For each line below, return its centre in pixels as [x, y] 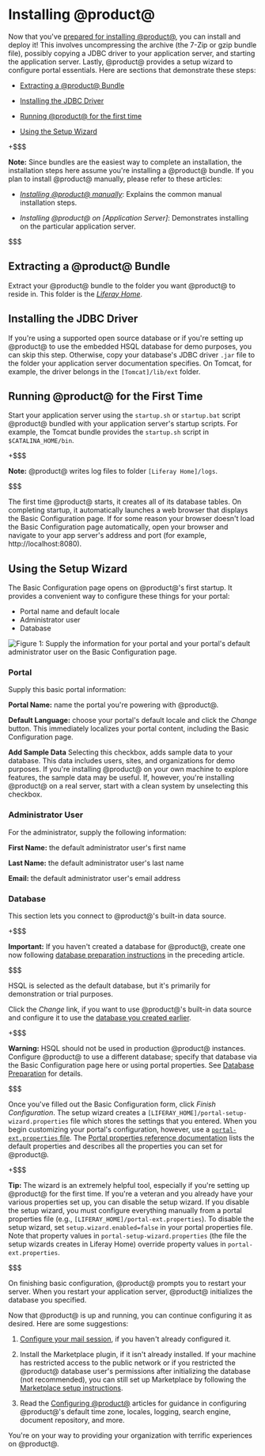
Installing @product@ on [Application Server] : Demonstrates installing [134, 217]
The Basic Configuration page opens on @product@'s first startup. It [120, 588]
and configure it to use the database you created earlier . [100, 1018]
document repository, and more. [72, 1420]
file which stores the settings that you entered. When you [163, 1121]
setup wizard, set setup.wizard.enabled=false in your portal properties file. [131, 1227]
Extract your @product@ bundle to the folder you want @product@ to [122, 286]
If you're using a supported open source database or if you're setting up [126, 338]
